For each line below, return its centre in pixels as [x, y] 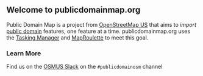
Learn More [24, 53]
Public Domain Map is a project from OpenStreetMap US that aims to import [101, 24]
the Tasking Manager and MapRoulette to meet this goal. [77, 37]
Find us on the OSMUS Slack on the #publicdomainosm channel [84, 67]
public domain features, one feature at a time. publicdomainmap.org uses [98, 31]
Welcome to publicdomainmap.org [73, 10]
